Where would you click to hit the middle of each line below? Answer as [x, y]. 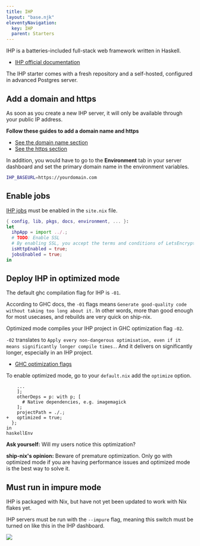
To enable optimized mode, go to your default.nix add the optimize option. [99, 376]
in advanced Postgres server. [42, 80]
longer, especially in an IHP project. [50, 353]
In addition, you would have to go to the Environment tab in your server [94, 160]
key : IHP [22, 28]
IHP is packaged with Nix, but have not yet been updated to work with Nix [96, 502]
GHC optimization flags [43, 364]
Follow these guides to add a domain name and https [73, 131]
